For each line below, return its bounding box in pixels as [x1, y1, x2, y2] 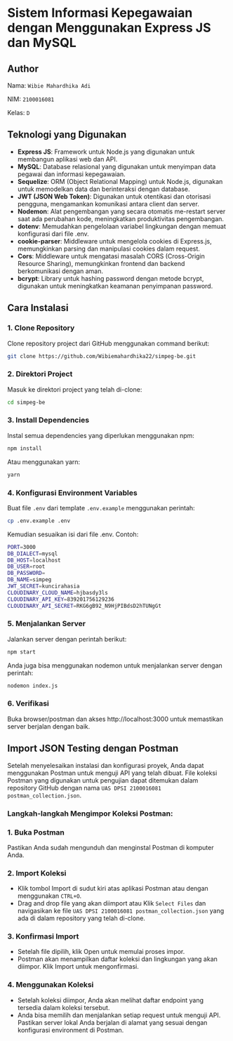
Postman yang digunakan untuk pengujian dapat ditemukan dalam [7, 776, 199, 784]
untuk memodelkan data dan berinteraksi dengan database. [17, 185, 191, 193]
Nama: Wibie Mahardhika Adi [7, 81, 91, 89]
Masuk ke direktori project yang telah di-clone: [7, 385, 142, 394]
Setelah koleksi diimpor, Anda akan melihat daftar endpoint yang [17, 995, 204, 1004]
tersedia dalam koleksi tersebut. [17, 1003, 110, 1012]
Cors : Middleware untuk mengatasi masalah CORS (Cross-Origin [17, 251, 206, 260]
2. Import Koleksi [7, 868, 67, 878]
